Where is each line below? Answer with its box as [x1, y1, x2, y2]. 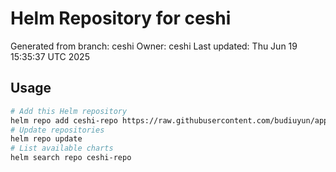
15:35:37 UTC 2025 [10, 50, 90, 62]
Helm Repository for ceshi [10, 7, 232, 30]
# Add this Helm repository [10, 106, 128, 116]
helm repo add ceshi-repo [10, 115, 118, 126]
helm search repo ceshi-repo [10, 153, 132, 163]
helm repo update [10, 134, 83, 144]
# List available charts [10, 143, 114, 154]
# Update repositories [10, 125, 105, 135]
